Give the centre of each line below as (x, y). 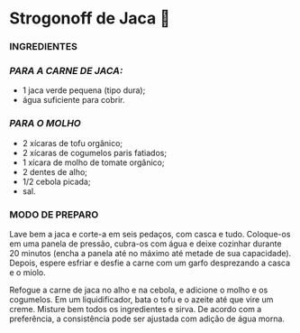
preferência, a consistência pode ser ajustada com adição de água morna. (147, 319)
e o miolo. (28, 273)
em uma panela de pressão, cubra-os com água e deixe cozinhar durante (145, 244)
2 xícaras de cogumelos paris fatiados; (95, 153)
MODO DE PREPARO (54, 214)
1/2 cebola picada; (56, 181)
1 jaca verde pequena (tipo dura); (84, 90)
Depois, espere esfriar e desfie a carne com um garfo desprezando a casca (150, 263)
